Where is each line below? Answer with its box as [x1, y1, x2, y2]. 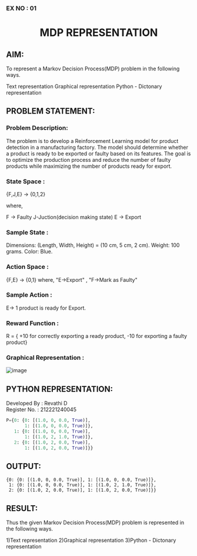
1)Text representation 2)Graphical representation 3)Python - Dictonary [6, 537, 176, 544]
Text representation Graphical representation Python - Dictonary [6, 83, 162, 90]
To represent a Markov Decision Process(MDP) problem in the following [6, 65, 180, 72]
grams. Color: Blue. [6, 248, 53, 255]
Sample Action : [6, 291, 52, 299]
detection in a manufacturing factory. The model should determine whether [6, 144, 189, 151]
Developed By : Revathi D [6, 400, 68, 407]
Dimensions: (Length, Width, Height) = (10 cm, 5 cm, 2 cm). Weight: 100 [6, 242, 180, 249]
